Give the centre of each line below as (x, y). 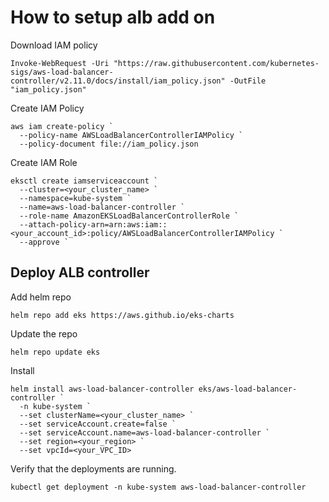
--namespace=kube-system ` (75, 198)
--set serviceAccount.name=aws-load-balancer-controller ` (145, 432)
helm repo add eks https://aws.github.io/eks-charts (122, 315)
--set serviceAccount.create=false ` (98, 424)
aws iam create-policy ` (62, 126)
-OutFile (248, 81)
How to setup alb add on (113, 17)
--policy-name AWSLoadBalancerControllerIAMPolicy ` (131, 135)
